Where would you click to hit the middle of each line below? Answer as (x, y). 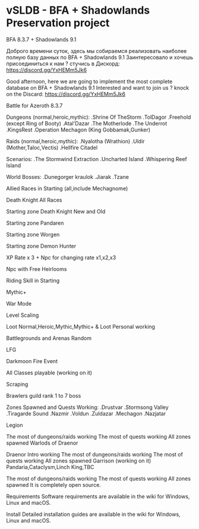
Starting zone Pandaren (35, 223)
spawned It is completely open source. (53, 484)
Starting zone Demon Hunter (41, 246)
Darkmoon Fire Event (32, 361)
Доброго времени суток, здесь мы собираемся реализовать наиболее (97, 51)
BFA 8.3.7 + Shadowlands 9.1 (41, 39)
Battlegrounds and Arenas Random (49, 338)
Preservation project (58, 23)
